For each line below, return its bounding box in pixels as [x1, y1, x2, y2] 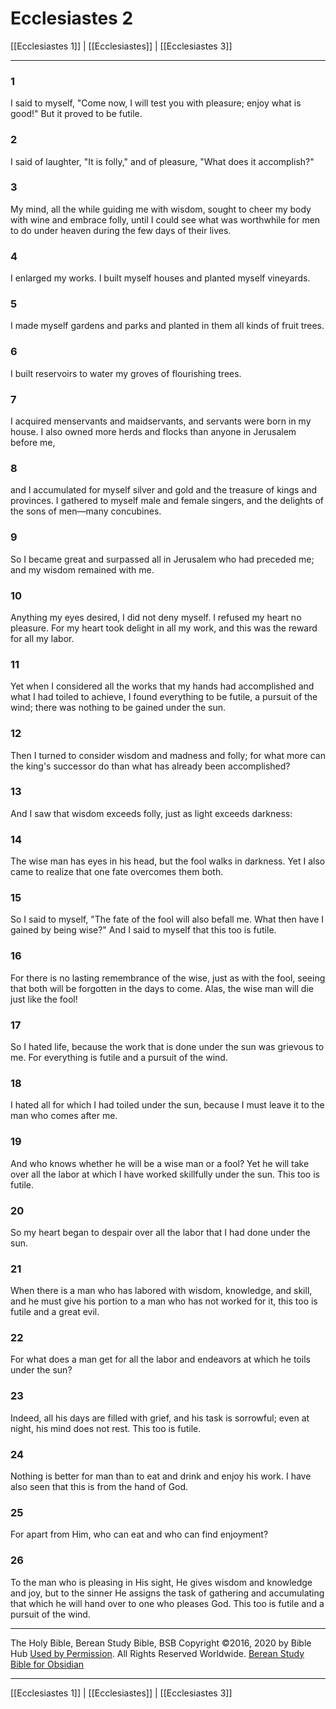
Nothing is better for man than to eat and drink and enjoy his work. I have [10, 1470, 312, 1482]
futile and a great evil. [10, 1306, 100, 1318]
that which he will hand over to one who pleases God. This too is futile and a [10, 1597, 325, 1609]
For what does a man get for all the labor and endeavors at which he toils [10, 1353, 311, 1366]
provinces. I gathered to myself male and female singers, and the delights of [10, 495, 324, 507]
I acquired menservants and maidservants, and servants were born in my [10, 415, 312, 427]
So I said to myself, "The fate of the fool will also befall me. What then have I [10, 913, 325, 926]
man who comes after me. [10, 1110, 118, 1122]
